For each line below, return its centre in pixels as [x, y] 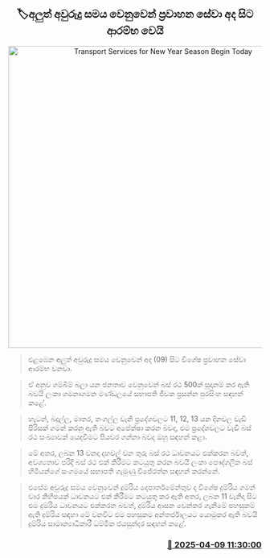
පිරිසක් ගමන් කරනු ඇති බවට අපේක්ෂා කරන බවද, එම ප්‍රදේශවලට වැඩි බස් [139, 428]
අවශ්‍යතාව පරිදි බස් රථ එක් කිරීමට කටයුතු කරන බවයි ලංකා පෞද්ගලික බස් [140, 461]
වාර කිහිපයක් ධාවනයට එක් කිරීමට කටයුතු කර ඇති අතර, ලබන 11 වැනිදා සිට [142, 496]
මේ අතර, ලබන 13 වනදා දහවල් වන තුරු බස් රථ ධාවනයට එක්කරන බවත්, [138, 453]
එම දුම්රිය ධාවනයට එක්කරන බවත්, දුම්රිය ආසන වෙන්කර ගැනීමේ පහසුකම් [141, 505]
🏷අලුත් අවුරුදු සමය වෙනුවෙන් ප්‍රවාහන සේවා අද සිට [135, 14]
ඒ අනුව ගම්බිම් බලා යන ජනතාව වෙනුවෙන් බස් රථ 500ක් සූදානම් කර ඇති [139, 384]
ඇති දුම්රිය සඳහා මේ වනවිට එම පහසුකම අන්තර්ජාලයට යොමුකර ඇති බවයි [143, 514]
